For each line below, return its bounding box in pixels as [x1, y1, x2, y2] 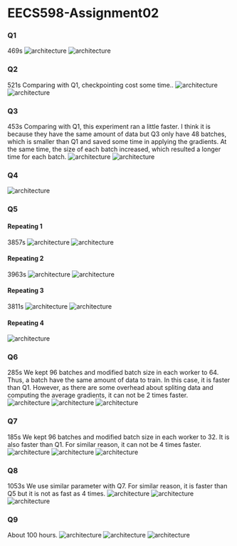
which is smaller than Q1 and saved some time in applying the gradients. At [7, 138, 227, 146]
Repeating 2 [7, 254, 44, 263]
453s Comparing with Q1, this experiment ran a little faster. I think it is [7, 123, 211, 131]
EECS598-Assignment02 [7, 5, 159, 21]
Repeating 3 [7, 287, 44, 295]
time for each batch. [7, 153, 67, 161]
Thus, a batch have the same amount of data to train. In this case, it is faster [7, 376, 231, 384]
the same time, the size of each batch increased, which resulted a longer [7, 145, 221, 154]
